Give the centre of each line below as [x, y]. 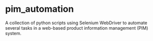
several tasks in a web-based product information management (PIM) [77, 28]
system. [13, 33]
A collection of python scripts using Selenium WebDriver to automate [76, 23]
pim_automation [39, 9]
